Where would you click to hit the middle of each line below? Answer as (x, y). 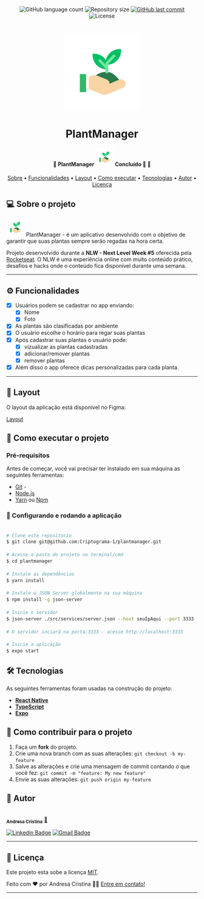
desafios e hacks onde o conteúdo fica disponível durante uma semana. (97, 266)
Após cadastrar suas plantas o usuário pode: (71, 340)
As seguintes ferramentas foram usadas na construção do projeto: (89, 688)
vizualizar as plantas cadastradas (66, 346)
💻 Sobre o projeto (41, 204)
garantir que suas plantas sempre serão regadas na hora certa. (85, 241)
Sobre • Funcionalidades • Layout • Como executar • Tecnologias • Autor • (102, 178)
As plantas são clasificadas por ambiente (66, 326)
